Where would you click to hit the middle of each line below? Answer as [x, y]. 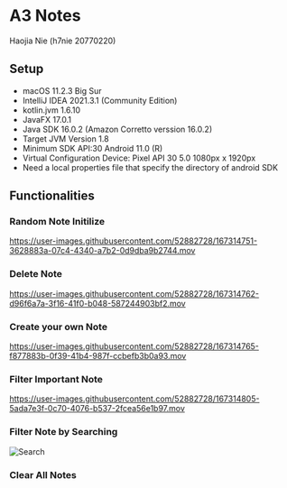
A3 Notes [45, 16]
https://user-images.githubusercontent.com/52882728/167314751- [134, 241]
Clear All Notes [43, 474]
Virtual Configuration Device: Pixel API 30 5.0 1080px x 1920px [139, 158]
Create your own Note [59, 327]
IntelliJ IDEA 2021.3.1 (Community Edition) [100, 100]
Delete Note [36, 274]
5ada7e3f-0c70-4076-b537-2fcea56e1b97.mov [97, 409]
